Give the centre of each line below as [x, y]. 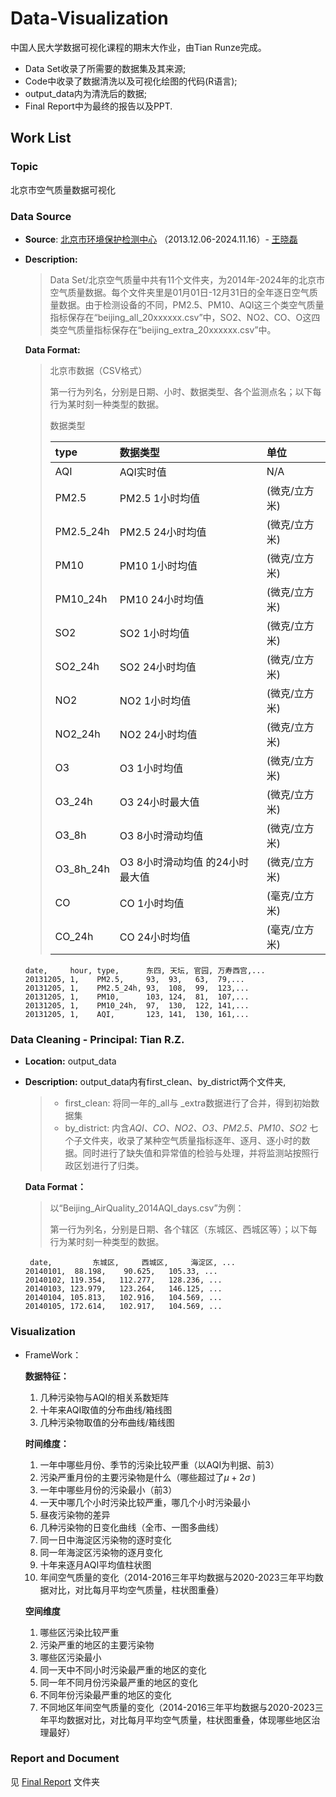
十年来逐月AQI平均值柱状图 [95, 1564]
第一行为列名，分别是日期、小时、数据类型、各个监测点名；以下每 [185, 391]
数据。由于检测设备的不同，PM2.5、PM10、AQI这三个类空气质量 [191, 304]
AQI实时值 [143, 472]
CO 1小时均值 [152, 903]
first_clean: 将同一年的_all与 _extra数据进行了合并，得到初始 [188, 1103]
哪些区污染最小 [70, 1657]
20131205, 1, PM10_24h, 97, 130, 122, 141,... [137, 1005]
